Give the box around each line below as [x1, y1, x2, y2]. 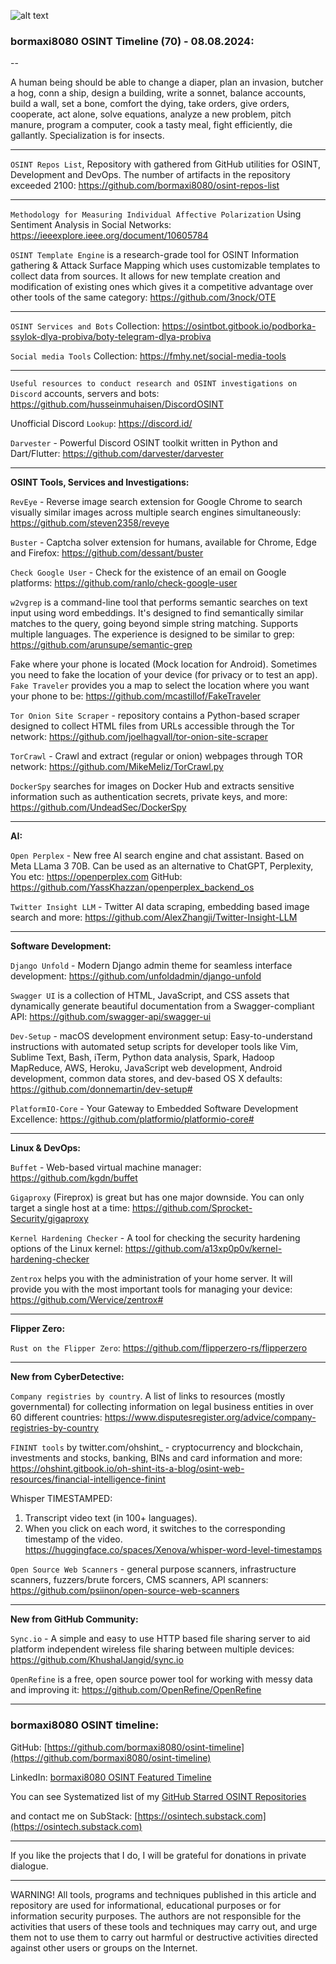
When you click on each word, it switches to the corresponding [24, 1523, 286, 1535]
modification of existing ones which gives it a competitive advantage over [10, 281, 314, 293]
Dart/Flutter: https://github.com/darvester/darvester [10, 448, 224, 460]
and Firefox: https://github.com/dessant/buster [10, 547, 204, 559]
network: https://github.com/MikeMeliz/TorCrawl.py [10, 761, 224, 773]
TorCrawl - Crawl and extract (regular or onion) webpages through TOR [10, 750, 303, 762]
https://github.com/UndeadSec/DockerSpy [10, 801, 187, 814]
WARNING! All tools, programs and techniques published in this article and [10, 1888, 317, 1900]
